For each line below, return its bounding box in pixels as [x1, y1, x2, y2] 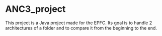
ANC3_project [5, 3, 66, 15]
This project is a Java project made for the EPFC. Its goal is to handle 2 [5, 20, 152, 26]
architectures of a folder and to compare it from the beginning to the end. [5, 25, 157, 31]
